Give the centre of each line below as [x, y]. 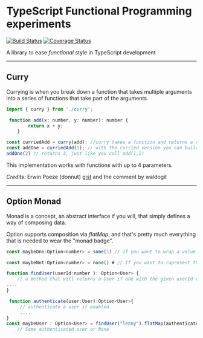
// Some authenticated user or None [63, 330]
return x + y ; [46, 126]
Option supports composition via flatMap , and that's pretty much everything [101, 234]
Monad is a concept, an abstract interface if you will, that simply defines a [98, 216]
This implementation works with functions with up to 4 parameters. [90, 165]
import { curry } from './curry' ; [50, 109]
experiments [39, 24]
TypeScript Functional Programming [99, 11]
